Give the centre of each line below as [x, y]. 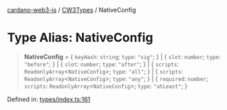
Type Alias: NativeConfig [80, 38]
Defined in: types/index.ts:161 [49, 99]
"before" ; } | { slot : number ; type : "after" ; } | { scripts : [101, 64]
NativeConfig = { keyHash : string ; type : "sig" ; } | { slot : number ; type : [122, 56]
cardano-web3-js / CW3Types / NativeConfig [72, 10]
